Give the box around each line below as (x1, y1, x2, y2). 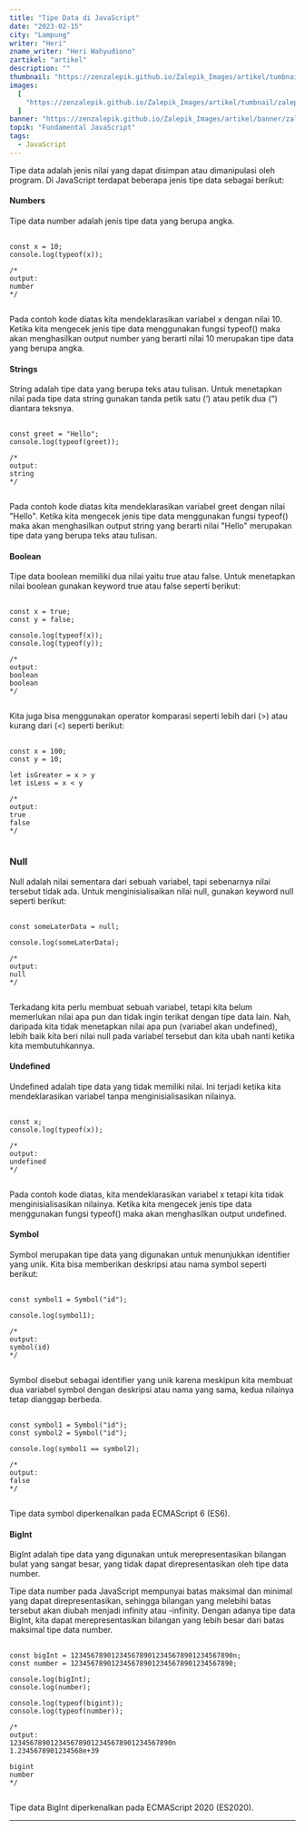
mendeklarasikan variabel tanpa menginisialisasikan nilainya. (9, 1091, 237, 1102)
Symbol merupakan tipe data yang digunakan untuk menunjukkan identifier (9, 1250, 290, 1261)
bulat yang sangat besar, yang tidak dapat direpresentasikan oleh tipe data (9, 1558, 289, 1569)
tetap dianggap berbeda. (9, 1394, 103, 1405)
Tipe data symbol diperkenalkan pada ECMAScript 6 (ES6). (9, 1509, 231, 1519)
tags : (9, 132, 30, 141)
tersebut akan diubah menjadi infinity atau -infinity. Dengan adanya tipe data (9, 1605, 296, 1617)
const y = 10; (9, 755, 64, 764)
